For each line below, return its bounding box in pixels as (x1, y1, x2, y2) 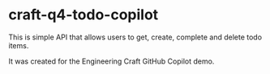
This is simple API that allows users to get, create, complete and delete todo (8, 32, 262, 42)
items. (8, 40, 29, 50)
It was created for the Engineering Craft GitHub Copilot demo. (8, 56, 215, 66)
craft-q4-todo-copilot (8, 6, 159, 24)
